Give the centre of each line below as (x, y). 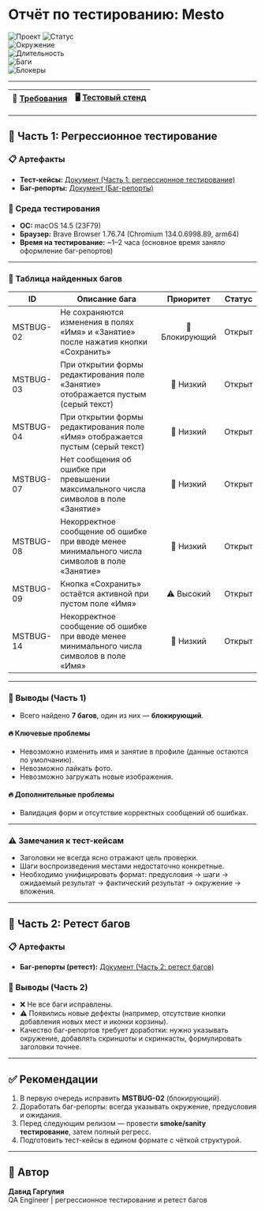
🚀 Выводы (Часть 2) (48, 987)
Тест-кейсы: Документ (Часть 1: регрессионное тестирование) (127, 179)
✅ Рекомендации (53, 1079)
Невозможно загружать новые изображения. (96, 777)
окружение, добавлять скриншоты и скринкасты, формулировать (131, 1039)
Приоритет (188, 299)
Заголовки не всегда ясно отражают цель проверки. (109, 858)
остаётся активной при (105, 594)
